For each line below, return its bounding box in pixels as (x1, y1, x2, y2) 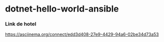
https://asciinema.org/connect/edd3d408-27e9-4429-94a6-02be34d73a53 (5, 31, 159, 37)
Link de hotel (5, 21, 37, 28)
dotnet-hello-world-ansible (5, 3, 119, 14)
